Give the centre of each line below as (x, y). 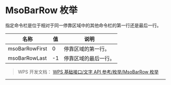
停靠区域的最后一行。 (90, 58)
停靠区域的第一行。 (87, 49)
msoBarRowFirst (27, 49)
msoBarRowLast (27, 58)
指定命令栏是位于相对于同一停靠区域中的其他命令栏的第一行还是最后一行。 (83, 25)
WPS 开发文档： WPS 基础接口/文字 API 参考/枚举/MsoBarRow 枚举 (88, 72)
